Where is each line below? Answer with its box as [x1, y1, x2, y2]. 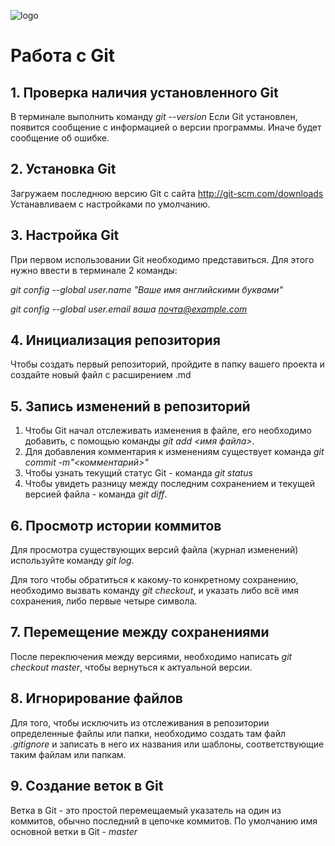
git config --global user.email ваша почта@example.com [10, 303, 248, 315]
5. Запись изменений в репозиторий [10, 398, 251, 415]
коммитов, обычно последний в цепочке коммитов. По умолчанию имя [10, 815, 318, 827]
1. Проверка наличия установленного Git [10, 84, 279, 101]
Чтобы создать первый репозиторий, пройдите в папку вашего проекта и [10, 358, 325, 370]
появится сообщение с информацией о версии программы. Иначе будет [10, 121, 322, 133]
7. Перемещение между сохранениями [10, 624, 270, 641]
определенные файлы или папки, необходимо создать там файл [10, 727, 287, 739]
